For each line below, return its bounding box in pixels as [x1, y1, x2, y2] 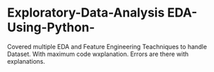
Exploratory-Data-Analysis [7, 5, 165, 21]
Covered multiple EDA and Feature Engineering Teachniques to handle [7, 42, 207, 51]
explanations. [7, 57, 46, 65]
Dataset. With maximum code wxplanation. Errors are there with [7, 50, 188, 58]
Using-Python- [7, 19, 95, 35]
